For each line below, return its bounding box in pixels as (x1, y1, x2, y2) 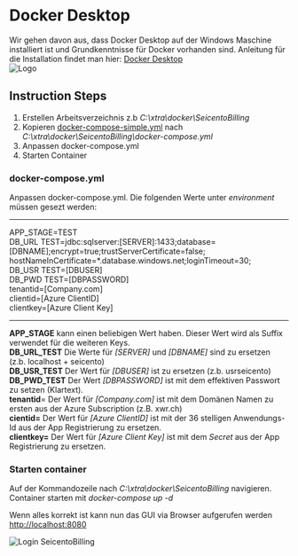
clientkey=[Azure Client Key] (9, 302, 114, 313)
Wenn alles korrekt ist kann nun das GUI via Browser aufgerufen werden (9, 510, 273, 521)
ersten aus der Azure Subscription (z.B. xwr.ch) (9, 403, 183, 414)
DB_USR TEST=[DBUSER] (9, 265, 103, 276)
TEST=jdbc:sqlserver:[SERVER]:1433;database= (40, 237, 216, 247)
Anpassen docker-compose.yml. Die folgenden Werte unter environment (9, 192, 275, 203)
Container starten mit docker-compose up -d (9, 493, 174, 504)
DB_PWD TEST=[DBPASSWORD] (9, 274, 129, 285)
